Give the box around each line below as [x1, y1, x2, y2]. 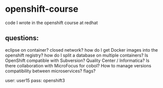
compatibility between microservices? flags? [5, 68, 96, 74]
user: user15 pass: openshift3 [5, 77, 65, 83]
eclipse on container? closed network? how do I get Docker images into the [5, 47, 158, 53]
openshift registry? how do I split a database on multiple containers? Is [5, 52, 149, 58]
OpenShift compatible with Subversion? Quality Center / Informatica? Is [5, 58, 150, 63]
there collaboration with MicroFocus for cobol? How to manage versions [5, 62, 152, 68]
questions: [5, 34, 39, 42]
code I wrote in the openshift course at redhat [5, 20, 98, 26]
